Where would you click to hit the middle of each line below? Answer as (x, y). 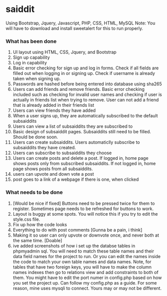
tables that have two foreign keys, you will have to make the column (82, 267)
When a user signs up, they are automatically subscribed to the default (85, 116)
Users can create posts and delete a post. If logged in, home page (81, 158)
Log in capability (30, 63)
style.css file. (26, 219)
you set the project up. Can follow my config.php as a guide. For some (85, 283)
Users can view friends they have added (54, 110)
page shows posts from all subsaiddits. (53, 169)
